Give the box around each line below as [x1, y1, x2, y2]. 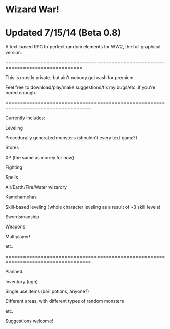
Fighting [5, 164, 23, 170]
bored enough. [5, 90, 37, 96]
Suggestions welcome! [5, 318, 54, 324]
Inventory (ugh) [5, 279, 38, 285]
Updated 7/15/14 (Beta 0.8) [5, 27, 122, 39]
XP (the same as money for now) [5, 155, 75, 161]
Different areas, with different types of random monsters [5, 298, 124, 305]
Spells [5, 174, 18, 181]
